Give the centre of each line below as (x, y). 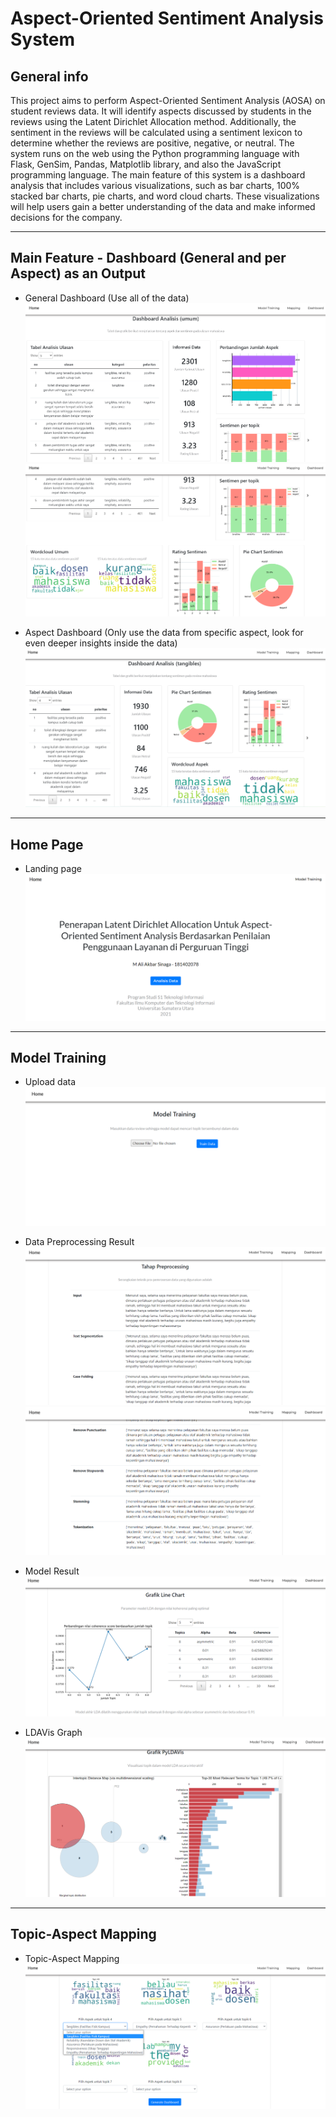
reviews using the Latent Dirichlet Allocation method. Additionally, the (153, 121)
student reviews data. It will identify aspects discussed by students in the (161, 111)
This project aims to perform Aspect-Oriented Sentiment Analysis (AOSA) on (168, 100)
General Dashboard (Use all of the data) (107, 298)
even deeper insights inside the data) (101, 643)
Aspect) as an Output (78, 273)
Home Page (47, 844)
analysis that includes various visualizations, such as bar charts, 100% (155, 185)
